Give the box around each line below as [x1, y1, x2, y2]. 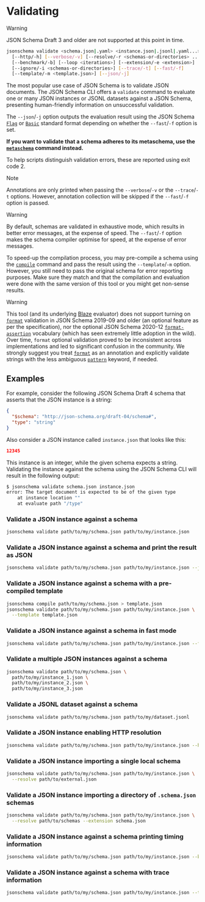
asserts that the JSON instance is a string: [6, 396, 112, 403]
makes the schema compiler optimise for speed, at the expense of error [6, 236, 187, 244]
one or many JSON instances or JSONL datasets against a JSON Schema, [6, 95, 193, 102]
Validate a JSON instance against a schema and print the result [6, 543, 197, 552]
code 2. [6, 163, 26, 170]
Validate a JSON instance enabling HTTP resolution [6, 728, 162, 737]
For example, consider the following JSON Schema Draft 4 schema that [6, 389, 186, 397]
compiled [6, 587, 35, 596]
